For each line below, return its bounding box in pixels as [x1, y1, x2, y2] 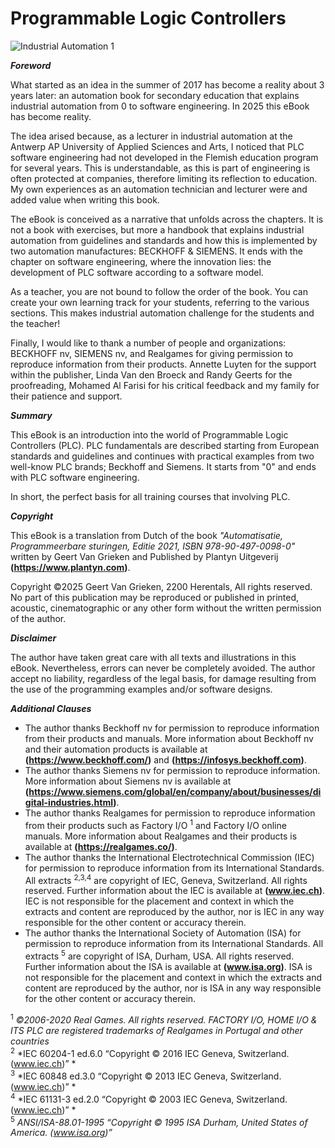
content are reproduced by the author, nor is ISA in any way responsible [24, 982, 322, 994]
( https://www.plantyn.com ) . [10, 561, 131, 573]
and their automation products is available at [24, 743, 208, 755]
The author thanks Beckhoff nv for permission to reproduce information [24, 722, 320, 734]
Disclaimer [10, 632, 57, 644]
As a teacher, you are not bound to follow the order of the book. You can [10, 285, 308, 297]
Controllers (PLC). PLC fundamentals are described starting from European [10, 439, 320, 451]
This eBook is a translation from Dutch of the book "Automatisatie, [10, 529, 283, 541]
